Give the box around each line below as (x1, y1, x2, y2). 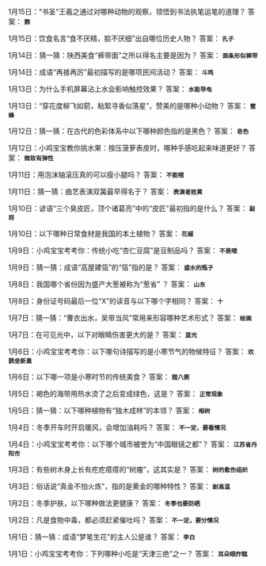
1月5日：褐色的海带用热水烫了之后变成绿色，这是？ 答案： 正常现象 (8, 389, 223, 398)
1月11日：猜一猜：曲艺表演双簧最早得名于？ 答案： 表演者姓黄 (8, 187, 203, 196)
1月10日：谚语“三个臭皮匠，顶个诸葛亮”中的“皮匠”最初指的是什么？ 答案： (8, 204, 248, 212)
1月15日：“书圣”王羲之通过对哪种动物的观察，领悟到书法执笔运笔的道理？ (8, 7, 247, 16)
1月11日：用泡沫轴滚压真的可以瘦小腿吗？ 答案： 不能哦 (8, 170, 184, 179)
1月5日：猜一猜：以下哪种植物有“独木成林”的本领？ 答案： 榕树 (8, 406, 211, 415)
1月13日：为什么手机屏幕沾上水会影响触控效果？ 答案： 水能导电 (8, 84, 212, 94)
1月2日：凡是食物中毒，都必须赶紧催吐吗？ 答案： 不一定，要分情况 (8, 515, 219, 525)
